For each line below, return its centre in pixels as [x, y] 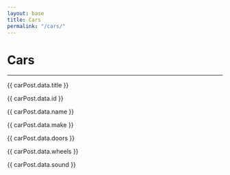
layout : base [26, 13]
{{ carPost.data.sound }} [42, 165]
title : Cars [24, 20]
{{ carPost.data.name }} [41, 112]
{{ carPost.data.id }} [35, 98]
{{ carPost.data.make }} [40, 125]
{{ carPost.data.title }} [38, 85]
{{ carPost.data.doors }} [41, 138]
